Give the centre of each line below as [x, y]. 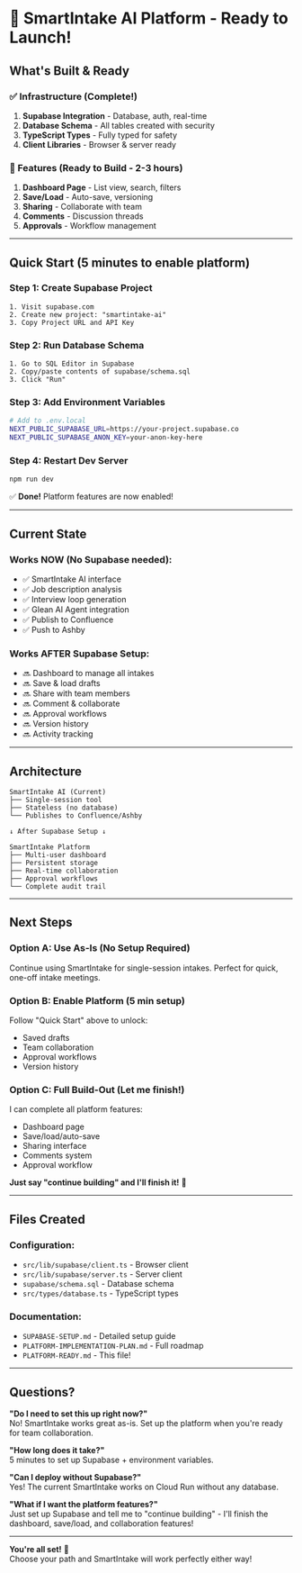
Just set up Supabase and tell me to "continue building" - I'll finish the [139, 1514]
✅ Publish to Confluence [68, 619]
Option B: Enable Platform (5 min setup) [98, 1000]
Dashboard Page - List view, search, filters [102, 187]
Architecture [46, 771]
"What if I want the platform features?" [84, 1505]
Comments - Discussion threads [83, 216]
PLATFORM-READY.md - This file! [76, 1355]
